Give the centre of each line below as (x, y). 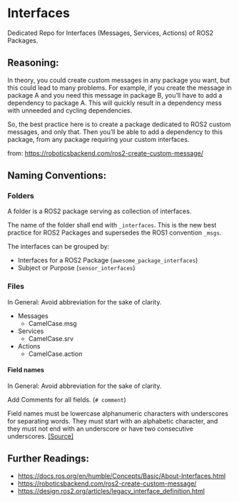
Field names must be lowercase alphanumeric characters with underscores (118, 413)
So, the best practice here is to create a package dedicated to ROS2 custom (119, 124)
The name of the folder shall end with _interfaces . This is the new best (112, 225)
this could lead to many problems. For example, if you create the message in (119, 88)
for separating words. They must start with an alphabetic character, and (113, 421)
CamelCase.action (55, 354)
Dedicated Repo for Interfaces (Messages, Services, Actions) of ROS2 (111, 33)
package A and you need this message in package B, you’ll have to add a (115, 95)
